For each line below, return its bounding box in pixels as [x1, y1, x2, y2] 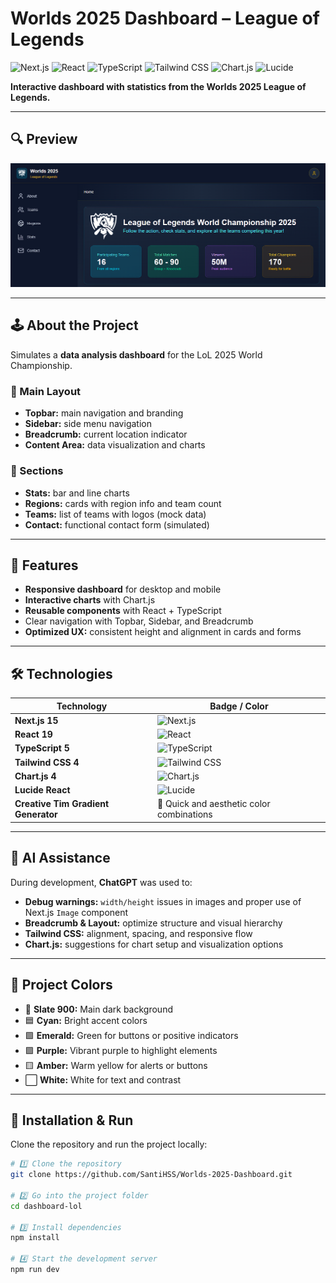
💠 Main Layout [10, 384, 82, 398]
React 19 [14, 728, 53, 741]
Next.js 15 [14, 714, 59, 726]
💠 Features [10, 557, 79, 574]
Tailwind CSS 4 [14, 756, 80, 768]
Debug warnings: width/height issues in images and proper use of [24, 895, 302, 907]
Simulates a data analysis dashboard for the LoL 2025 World [10, 348, 263, 361]
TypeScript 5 [14, 742, 70, 754]
